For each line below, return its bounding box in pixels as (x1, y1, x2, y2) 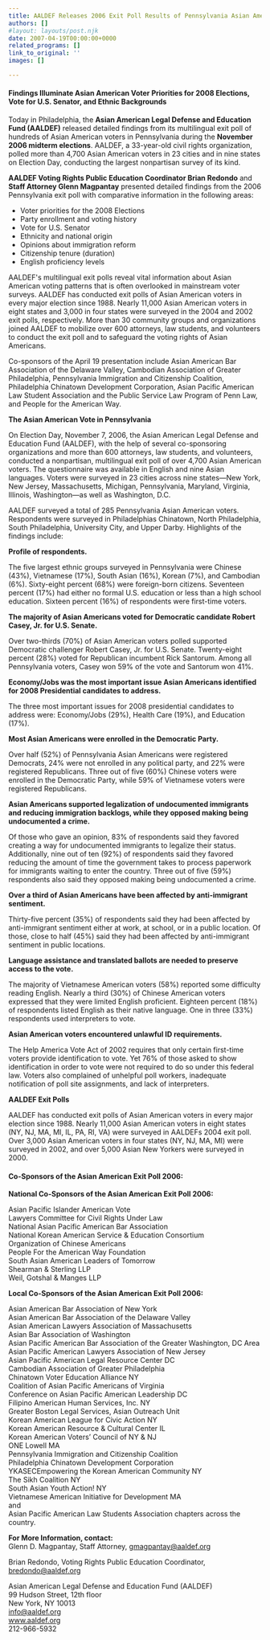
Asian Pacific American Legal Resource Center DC (8, 1356, 175, 1365)
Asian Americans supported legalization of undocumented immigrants (8, 800, 249, 809)
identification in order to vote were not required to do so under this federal (8, 1062, 255, 1072)
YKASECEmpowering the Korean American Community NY (8, 1466, 202, 1476)
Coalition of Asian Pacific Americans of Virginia (8, 1381, 165, 1391)
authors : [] (8, 19, 48, 27)
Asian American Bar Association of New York (8, 1304, 157, 1314)
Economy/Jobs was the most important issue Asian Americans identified (8, 677, 257, 687)
